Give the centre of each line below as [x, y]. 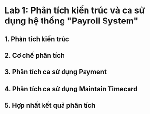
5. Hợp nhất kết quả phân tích [50, 105]
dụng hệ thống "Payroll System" [72, 21]
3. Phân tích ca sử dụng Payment [56, 72]
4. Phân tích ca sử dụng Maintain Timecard [71, 89]
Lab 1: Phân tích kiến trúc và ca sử [75, 11]
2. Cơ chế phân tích [35, 56]
